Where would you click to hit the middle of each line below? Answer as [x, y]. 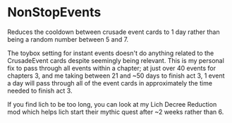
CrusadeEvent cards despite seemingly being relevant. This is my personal [116, 60]
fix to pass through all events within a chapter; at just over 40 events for [112, 68]
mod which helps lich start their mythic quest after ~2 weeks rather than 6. [116, 112]
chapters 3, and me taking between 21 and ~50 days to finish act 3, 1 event [116, 76]
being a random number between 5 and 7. [68, 39]
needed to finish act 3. [40, 90]
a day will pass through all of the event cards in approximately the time [110, 83]
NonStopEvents [54, 12]
